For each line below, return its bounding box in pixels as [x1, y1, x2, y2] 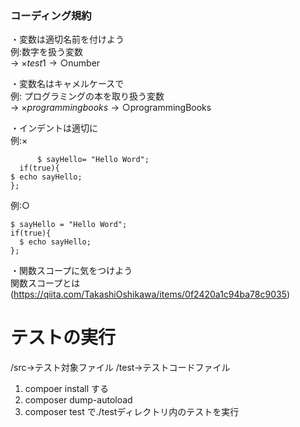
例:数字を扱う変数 [10, 46, 84, 58]
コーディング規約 [10, 8, 92, 22]
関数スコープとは [10, 277, 81, 289]
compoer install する [24, 383, 110, 395]
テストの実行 [10, 327, 117, 349]
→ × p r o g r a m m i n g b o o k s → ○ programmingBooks [10, 102, 212, 114]
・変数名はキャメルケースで [10, 78, 125, 90]
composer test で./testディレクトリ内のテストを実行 [24, 406, 240, 418]
